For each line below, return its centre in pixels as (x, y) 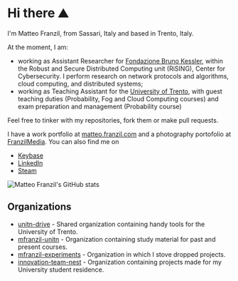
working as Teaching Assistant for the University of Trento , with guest (120, 91)
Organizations (39, 207)
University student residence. (61, 270)
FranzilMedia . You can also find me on (63, 141)
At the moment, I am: (38, 47)
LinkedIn (30, 163)
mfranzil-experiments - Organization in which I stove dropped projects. (121, 254)
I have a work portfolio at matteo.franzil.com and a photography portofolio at (119, 134)
